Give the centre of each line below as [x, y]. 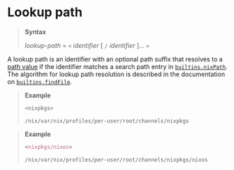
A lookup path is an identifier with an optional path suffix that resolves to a [115, 59]
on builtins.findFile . [40, 81]
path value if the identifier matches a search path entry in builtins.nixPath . [117, 66]
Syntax [35, 32]
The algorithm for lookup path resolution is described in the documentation [116, 74]
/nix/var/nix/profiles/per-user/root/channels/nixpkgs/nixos [116, 159]
